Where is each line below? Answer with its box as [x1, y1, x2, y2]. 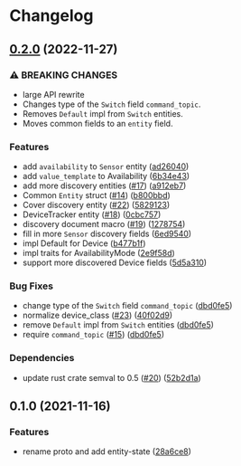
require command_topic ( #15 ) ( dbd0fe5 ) [22, 329, 165, 340]
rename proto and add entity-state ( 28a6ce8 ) [22, 446, 192, 457]
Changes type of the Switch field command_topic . [22, 99, 201, 109]
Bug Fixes [9, 280, 54, 292]
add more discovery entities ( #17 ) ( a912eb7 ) [22, 180, 187, 191]
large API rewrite [22, 89, 85, 100]
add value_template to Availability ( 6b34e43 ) [22, 171, 190, 182]
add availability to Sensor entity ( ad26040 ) [22, 161, 190, 172]
